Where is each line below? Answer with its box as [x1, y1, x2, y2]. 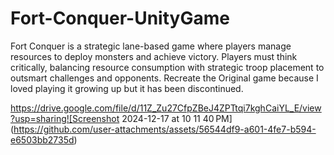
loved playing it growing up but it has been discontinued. [10, 82, 244, 94]
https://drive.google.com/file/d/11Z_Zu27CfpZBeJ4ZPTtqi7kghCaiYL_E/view [10, 102, 322, 114]
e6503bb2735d [10, 133, 75, 146]
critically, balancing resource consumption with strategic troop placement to [10, 61, 325, 73]
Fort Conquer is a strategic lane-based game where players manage [10, 40, 292, 52]
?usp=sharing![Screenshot [10, 112, 120, 124]
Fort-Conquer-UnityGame [10, 7, 230, 30]
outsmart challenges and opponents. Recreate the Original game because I [10, 72, 319, 84]
